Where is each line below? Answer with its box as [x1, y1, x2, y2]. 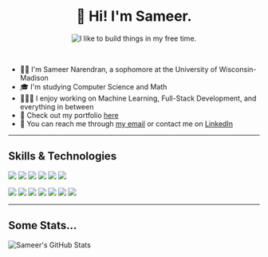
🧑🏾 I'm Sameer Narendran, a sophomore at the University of [19, 64, 218, 74]
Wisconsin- [219, 64, 257, 74]
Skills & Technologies [8, 149, 117, 163]
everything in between [19, 101, 94, 111]
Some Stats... [8, 219, 77, 232]
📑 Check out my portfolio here [19, 110, 119, 120]
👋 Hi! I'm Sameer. [76, 7, 192, 26]
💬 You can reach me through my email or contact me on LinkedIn [19, 119, 234, 128]
